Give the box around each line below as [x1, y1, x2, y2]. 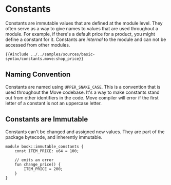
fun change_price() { [14, 162, 61, 167]
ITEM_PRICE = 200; [24, 166, 63, 172]
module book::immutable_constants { [5, 144, 84, 149]
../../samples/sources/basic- [30, 52, 96, 57]
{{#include [5, 52, 29, 57]
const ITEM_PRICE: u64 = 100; [14, 148, 80, 154]
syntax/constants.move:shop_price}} [5, 56, 84, 61]
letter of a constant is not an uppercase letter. [5, 100, 102, 106]
